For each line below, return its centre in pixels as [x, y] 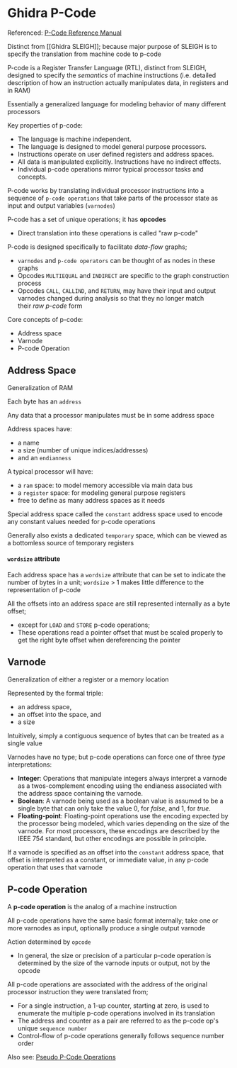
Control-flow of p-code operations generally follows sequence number [121, 1035]
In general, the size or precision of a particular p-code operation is [114, 955]
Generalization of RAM [40, 387]
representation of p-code [44, 589]
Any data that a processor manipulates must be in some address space [111, 415]
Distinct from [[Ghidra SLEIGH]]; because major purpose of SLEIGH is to [112, 46]
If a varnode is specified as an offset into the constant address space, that [116, 852]
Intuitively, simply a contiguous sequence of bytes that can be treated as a [116, 735]
